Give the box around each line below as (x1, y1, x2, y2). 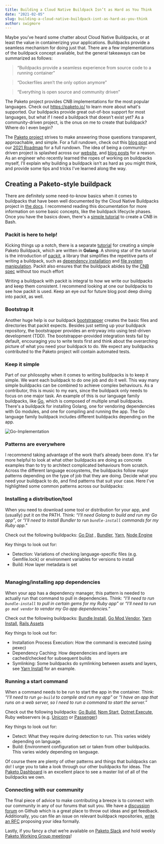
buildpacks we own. (5, 774, 46, 780)
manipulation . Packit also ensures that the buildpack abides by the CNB (5, 263, 149, 269)
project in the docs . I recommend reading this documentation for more (5, 204, 147, 209)
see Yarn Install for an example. (12, 666, 76, 671)
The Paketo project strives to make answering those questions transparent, (5, 134, 157, 140)
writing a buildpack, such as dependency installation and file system (5, 258, 143, 264)
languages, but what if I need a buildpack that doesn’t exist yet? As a (5, 114, 144, 120)
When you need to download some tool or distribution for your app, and (5, 507, 150, 513)
